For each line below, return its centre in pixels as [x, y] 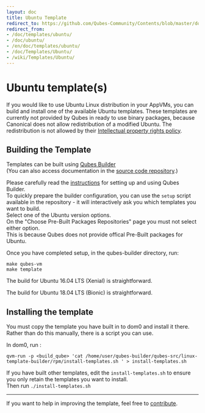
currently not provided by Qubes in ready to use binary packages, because [101, 117]
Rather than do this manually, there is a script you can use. [80, 333]
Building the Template [49, 149]
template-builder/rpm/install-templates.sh [63, 362]
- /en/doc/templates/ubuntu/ [43, 46]
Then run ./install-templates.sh [49, 386]
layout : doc [21, 12]
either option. [23, 228]
